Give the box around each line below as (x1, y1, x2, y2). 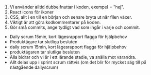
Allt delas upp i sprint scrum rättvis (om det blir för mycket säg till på (9, 60, 147, 65)
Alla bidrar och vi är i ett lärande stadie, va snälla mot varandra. (9, 54, 136, 60)
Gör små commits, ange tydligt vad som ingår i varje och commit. (9, 25, 140, 30)
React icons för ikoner (9, 9, 54, 15)
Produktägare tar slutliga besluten (9, 39, 78, 45)
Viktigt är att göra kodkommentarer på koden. (9, 19, 101, 25)
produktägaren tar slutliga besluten (9, 49, 80, 55)
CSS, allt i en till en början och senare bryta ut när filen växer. (9, 14, 133, 20)
